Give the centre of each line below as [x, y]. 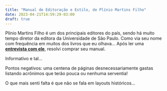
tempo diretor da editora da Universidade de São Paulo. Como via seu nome [83, 38]
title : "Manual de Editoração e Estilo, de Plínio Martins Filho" [76, 10]
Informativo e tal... [24, 59]
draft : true [17, 19]
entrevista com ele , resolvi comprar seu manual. [55, 49]
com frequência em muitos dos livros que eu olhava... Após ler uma [74, 44]
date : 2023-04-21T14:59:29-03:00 [40, 14]
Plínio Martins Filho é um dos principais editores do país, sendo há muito [80, 33]
